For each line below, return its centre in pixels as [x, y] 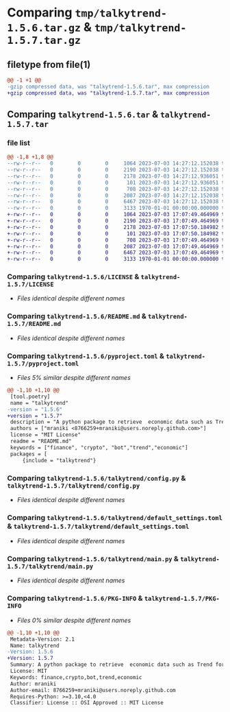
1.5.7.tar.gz [44, 41]
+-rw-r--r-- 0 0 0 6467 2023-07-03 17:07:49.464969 [113, 253]
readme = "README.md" [41, 441]
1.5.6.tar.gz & [50, 27]
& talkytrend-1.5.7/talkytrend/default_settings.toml [98, 526]
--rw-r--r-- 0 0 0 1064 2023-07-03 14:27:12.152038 [113, 164]
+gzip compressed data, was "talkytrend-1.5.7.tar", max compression [108, 93]
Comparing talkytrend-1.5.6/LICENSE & [73, 277]
